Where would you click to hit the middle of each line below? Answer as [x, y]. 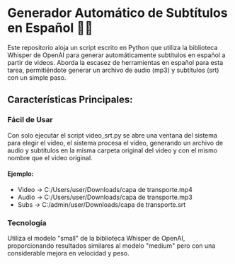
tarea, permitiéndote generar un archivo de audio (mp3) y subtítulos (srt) [113, 70]
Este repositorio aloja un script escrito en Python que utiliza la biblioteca [113, 47]
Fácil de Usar [30, 120]
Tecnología [27, 222]
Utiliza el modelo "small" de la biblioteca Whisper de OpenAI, [96, 239]
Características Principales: [70, 100]
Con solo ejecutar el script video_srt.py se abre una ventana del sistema [113, 135]
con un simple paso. [37, 77]
